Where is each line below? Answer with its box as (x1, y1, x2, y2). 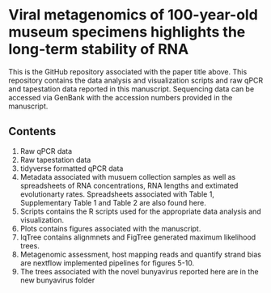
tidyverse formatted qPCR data (19, 163, 124, 173)
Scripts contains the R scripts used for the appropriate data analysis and (19, 206, 261, 216)
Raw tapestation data (19, 155, 91, 164)
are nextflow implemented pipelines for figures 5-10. (19, 257, 195, 268)
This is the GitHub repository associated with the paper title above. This (8, 66, 248, 76)
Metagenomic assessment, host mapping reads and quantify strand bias (19, 249, 261, 259)
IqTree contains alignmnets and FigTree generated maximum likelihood (19, 232, 256, 242)
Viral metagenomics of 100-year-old (8, 6, 259, 24)
